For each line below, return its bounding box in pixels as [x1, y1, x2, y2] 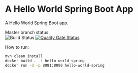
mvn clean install [5, 53, 43, 59]
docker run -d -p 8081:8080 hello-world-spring [5, 63, 105, 68]
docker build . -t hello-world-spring [5, 58, 85, 63]
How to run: [5, 44, 29, 50]
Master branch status [5, 29, 49, 35]
